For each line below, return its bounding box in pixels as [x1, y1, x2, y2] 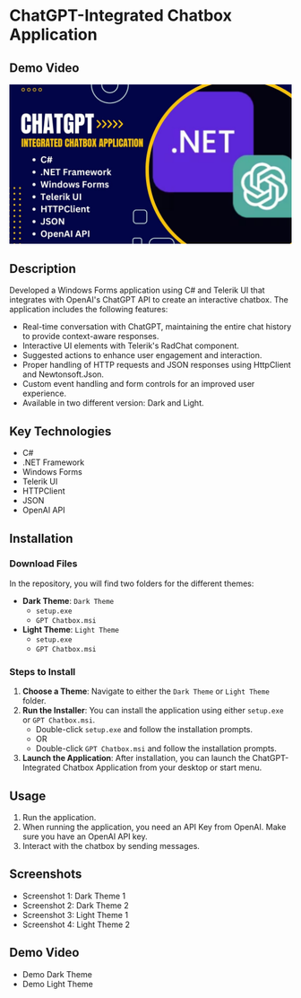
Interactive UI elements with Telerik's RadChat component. [21, 340, 240, 351]
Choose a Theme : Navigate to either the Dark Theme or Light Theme [21, 686, 271, 696]
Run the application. [21, 811, 97, 822]
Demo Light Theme [21, 978, 94, 989]
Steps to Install [9, 665, 76, 678]
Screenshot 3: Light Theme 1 [21, 909, 128, 920]
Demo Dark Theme [21, 968, 92, 979]
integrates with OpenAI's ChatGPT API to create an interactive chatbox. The [9, 294, 288, 305]
